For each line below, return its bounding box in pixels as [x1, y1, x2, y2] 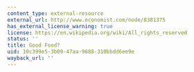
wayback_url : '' [7, 55, 54, 62]
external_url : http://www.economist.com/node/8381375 [7, 16, 166, 23]
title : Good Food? [7, 42, 60, 49]
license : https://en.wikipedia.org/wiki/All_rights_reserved [7, 29, 188, 36]
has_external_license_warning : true [7, 23, 113, 29]
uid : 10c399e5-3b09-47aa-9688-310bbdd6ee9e [7, 49, 135, 56]
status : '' [7, 36, 39, 43]
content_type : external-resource [7, 10, 104, 17]
